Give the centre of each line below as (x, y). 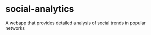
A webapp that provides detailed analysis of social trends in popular (75, 23)
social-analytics (40, 9)
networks (15, 28)
